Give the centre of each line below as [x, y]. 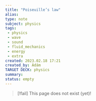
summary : [14, 75]
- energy [16, 51]
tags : [11, 28]
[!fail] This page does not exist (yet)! [54, 93]
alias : [12, 14]
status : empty [20, 79]
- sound [15, 42]
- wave [14, 38]
